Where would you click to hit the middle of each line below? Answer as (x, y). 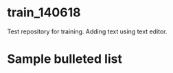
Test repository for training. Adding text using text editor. (87, 31)
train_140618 (44, 13)
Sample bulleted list (65, 59)
